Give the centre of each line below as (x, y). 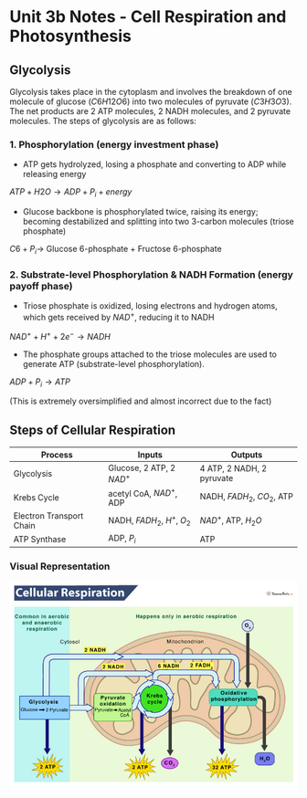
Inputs (150, 455)
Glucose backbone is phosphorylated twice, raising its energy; (140, 212)
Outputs (247, 455)
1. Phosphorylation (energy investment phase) (114, 144)
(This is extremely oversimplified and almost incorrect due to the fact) (141, 401)
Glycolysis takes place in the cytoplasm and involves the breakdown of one (151, 92)
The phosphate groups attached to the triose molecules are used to (149, 354)
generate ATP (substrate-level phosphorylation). (114, 363)
